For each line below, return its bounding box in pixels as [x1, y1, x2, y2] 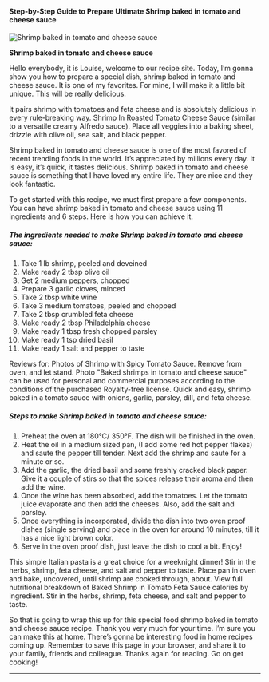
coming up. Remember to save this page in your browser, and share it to [9, 640, 246, 650]
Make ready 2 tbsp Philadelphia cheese [20, 318, 151, 327]
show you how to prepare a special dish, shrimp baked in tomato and [9, 72, 236, 81]
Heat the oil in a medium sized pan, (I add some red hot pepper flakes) [20, 440, 253, 450]
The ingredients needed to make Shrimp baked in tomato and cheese [9, 230, 243, 240]
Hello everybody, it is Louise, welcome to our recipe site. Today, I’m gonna [9, 64, 254, 73]
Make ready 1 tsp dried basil [20, 335, 114, 345]
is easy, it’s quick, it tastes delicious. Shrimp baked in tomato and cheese [9, 162, 249, 172]
